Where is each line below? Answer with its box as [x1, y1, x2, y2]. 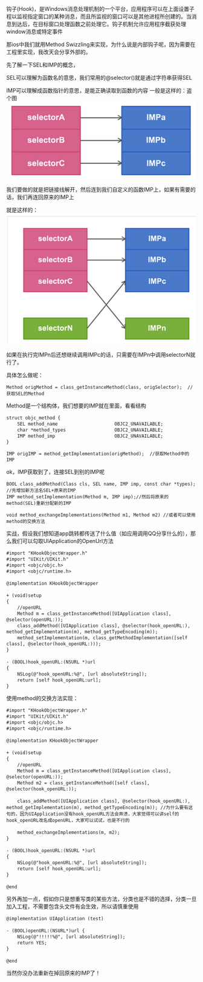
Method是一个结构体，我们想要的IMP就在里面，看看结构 [6, 402, 146, 409]
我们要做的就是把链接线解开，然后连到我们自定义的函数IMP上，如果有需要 [6, 186, 191, 193]
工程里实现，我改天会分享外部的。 [6, 48, 91, 56]
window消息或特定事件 [6, 28, 63, 35]
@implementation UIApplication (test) [6, 915, 104, 922]
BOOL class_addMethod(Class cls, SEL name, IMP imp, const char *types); [6, 481, 196, 487]
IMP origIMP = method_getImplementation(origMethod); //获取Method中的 [6, 451, 190, 457]
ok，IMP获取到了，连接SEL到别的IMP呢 [6, 468, 105, 476]
